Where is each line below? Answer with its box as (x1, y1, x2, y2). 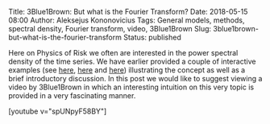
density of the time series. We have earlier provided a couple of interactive (8, 56, 256, 66)
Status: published (123, 32, 181, 42)
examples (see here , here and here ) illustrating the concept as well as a (8, 65, 246, 75)
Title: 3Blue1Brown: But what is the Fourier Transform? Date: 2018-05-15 (8, 7, 248, 16)
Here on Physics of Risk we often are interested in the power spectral (8, 48, 239, 57)
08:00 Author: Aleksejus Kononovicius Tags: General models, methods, (8, 15, 245, 25)
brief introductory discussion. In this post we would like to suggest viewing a (8, 74, 263, 83)
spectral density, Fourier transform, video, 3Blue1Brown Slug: (8, 24, 212, 33)
